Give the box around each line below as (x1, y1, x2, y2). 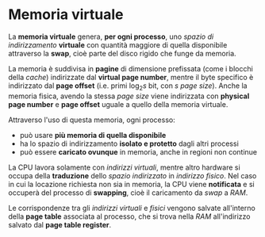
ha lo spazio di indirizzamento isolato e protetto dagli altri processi (19, 139, 240, 148)
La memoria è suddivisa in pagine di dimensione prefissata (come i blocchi (8, 63, 254, 73)
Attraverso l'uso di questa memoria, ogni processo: (8, 115, 176, 124)
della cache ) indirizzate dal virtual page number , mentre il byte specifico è (8, 72, 254, 82)
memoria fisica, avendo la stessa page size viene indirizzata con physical (8, 91, 250, 101)
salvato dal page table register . (8, 220, 112, 229)
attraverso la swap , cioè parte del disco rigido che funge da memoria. (8, 48, 236, 58)
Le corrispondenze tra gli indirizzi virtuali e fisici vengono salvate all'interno (8, 203, 255, 212)
